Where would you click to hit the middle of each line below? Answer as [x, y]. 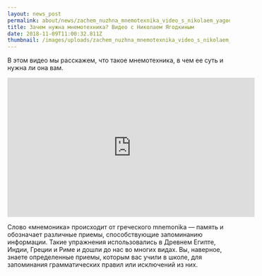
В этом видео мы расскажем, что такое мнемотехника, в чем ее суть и [115, 60]
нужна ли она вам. [35, 68]
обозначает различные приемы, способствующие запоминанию [105, 235]
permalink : [23, 21]
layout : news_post [34, 14]
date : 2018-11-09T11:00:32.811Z [55, 34]
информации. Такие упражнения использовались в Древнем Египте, [112, 242]
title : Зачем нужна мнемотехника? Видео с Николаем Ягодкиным [101, 27]
